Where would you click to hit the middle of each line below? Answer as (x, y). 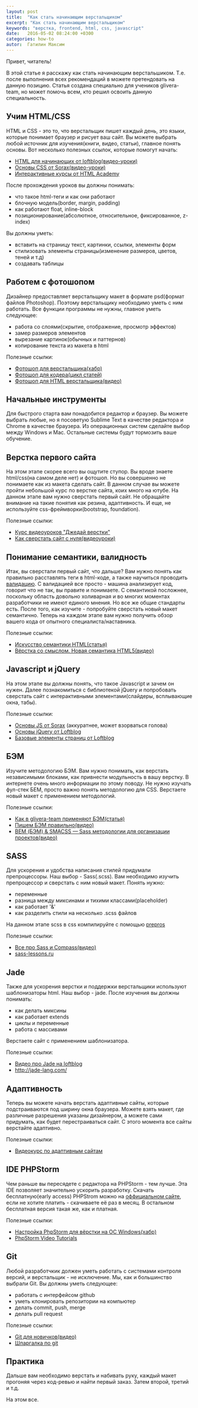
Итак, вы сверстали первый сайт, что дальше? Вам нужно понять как (94, 571)
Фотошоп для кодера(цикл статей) (58, 374)
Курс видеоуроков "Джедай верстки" (62, 532)
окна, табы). (22, 702)
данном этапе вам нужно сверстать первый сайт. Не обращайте (88, 497)
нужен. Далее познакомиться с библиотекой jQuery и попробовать (91, 690)
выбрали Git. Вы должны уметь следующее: (62, 1283)
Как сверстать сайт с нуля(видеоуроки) (65, 538)
